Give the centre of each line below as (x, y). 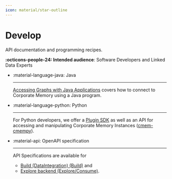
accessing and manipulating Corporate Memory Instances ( (75, 125)
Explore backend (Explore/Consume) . (60, 171)
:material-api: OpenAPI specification (51, 141)
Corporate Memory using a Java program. (57, 95)
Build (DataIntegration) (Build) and (56, 165)
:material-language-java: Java (44, 75)
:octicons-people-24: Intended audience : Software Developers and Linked (85, 59)
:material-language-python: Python (50, 105)
